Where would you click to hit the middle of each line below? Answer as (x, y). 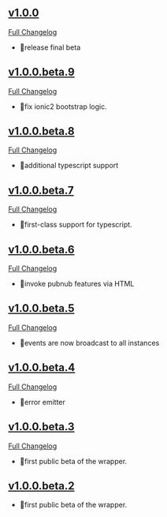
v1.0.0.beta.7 (41, 190)
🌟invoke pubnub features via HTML (77, 284)
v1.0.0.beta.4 (42, 367)
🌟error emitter (42, 402)
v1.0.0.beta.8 (41, 131)
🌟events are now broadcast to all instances (89, 343)
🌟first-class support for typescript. (76, 225)
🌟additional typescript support (69, 166)
